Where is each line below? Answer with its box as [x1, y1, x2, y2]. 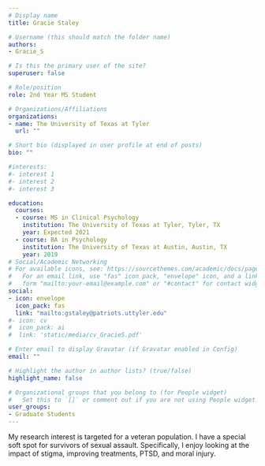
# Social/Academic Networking [8, 258, 108, 266]
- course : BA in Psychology [15, 236, 108, 244]
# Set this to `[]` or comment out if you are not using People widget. [8, 396, 259, 404]
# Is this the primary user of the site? [8, 62, 147, 70]
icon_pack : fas [15, 301, 65, 310]
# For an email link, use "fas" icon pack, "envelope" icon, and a [8, 273, 242, 281]
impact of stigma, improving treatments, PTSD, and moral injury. [8, 449, 216, 458]
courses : [15, 207, 44, 214]
